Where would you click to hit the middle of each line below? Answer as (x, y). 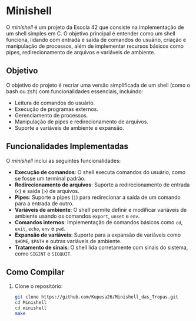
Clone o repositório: (39, 286)
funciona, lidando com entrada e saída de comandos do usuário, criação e (96, 40)
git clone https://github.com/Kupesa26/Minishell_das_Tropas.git (96, 297)
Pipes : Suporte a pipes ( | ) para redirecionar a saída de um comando (97, 197)
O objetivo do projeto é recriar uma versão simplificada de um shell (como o (98, 85)
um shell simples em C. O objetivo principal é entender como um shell (91, 33)
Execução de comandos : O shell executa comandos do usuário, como (100, 172)
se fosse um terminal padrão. (50, 178)
